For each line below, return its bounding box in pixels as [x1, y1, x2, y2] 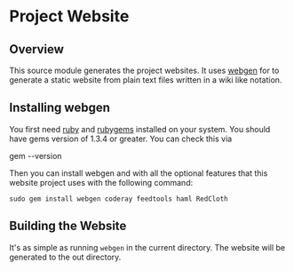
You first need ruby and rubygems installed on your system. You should [9, 124, 271, 134]
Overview [9, 42, 65, 57]
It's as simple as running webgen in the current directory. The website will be [9, 242, 286, 252]
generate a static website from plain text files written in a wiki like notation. [9, 75, 282, 85]
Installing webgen [9, 100, 111, 116]
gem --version [9, 150, 62, 161]
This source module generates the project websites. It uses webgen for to [9, 65, 280, 76]
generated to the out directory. [9, 251, 122, 262]
